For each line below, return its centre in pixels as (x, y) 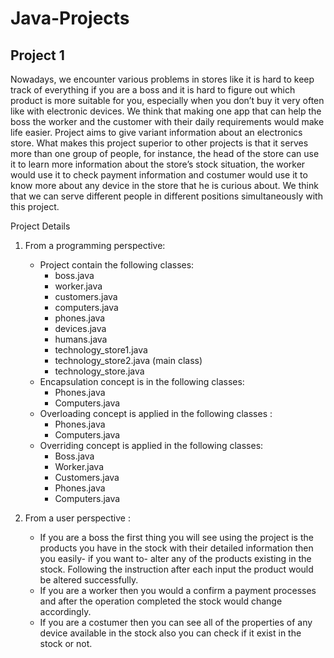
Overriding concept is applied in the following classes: (151, 445)
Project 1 (37, 55)
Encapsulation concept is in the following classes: (142, 381)
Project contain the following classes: (117, 265)
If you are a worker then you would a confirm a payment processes (178, 590)
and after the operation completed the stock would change (161, 601)
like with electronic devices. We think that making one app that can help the (166, 111)
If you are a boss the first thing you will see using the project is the (176, 537)
